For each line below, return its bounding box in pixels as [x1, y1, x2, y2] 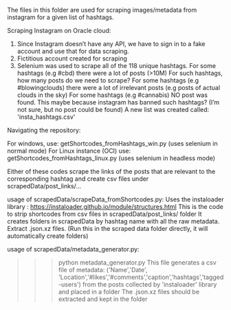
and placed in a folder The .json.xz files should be [58, 288, 200, 296]
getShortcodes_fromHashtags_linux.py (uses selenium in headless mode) [7, 154, 215, 162]
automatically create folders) [7, 232, 89, 240]
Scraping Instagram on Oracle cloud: [7, 27, 111, 34]
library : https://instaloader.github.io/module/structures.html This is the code [7, 203, 223, 210]
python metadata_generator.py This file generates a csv [58, 258, 217, 267]
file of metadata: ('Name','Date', [58, 266, 148, 274]
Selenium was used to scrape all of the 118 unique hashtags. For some [16, 62, 217, 69]
